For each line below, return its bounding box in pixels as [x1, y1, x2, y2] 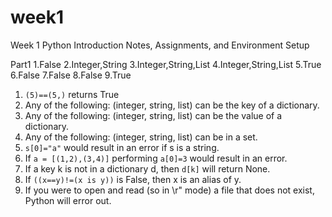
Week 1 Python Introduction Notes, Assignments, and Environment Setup [10, 39, 310, 51]
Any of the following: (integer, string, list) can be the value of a [24, 109, 283, 121]
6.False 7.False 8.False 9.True [10, 69, 132, 81]
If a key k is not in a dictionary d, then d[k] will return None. [24, 162, 271, 175]
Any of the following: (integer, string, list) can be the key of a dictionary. [24, 99, 320, 111]
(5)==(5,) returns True [24, 88, 120, 100]
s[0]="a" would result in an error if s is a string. [24, 141, 220, 153]
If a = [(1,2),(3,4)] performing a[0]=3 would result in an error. [24, 152, 288, 164]
